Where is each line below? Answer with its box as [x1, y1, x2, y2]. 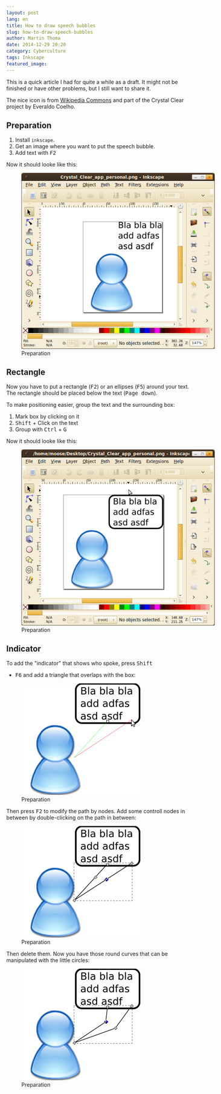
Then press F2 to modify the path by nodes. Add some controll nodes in [6, 808, 185, 815]
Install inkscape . [14, 136, 55, 143]
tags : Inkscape [6, 54, 45, 61]
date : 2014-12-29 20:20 [6, 42, 66, 48]
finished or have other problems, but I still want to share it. [6, 85, 151, 92]
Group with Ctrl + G [14, 426, 67, 433]
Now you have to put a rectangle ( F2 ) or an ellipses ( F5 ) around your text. [6, 383, 190, 390]
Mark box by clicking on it [14, 413, 80, 420]
